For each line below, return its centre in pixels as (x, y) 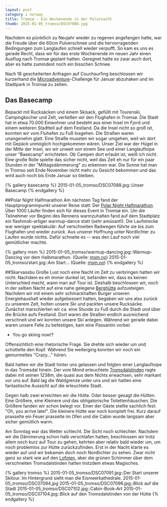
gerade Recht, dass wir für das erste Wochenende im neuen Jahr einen (78, 54)
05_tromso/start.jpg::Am (30, 263)
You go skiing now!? (33, 335)
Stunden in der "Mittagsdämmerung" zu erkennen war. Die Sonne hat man (81, 165)
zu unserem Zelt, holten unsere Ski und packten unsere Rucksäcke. (74, 304)
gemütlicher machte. (26, 242)
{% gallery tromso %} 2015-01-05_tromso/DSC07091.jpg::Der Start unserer (82, 473)
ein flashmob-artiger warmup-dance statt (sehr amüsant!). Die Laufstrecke (82, 221)
